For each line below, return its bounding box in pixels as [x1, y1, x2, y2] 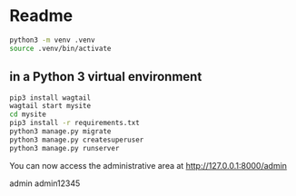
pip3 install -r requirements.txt [9, 119, 141, 128]
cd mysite [9, 110, 47, 119]
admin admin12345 [9, 178, 81, 189]
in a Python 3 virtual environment [9, 69, 202, 84]
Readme [9, 5, 74, 26]
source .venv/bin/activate [9, 44, 112, 53]
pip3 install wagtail [9, 93, 92, 103]
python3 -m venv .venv [9, 35, 95, 44]
